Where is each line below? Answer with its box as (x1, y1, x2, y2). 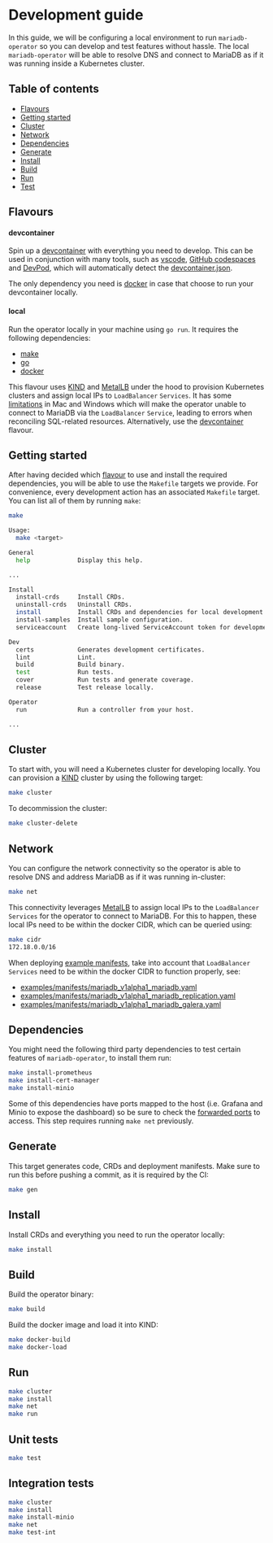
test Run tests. (15, 669, 115, 677)
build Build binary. (15, 660, 126, 669)
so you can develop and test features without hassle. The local (39, 41, 249, 50)
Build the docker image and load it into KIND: (8, 1320, 158, 1330)
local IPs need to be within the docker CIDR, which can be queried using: (8, 919, 253, 929)
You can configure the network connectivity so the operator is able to (8, 863, 241, 873)
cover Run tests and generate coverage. (15, 676, 195, 684)
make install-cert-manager (8, 1076, 100, 1085)
